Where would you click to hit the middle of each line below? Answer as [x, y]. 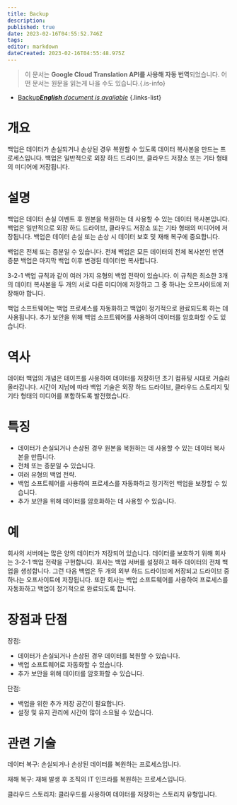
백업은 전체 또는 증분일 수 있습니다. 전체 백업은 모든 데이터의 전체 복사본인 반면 [116, 251]
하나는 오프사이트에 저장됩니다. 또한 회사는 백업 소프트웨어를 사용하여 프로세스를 [118, 579]
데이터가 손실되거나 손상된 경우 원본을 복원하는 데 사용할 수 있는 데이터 [115, 448]
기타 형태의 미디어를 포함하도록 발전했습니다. [69, 395]
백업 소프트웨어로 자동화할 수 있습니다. [70, 664]
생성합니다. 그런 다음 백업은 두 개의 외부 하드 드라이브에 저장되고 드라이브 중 [125, 571]
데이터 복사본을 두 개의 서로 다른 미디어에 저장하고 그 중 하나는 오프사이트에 [118, 284]
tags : [15, 40]
